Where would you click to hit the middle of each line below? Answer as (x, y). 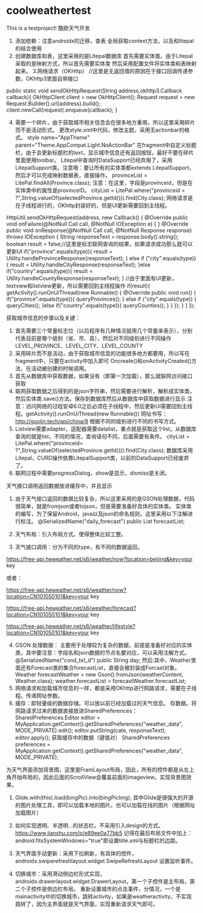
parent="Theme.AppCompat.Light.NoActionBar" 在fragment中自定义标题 (106, 145)
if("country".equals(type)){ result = (50, 271)
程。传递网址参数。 (39, 696)
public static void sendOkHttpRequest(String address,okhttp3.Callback (94, 91)
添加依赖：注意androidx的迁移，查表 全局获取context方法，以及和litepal (105, 40)
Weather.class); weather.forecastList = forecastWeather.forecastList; (101, 681)
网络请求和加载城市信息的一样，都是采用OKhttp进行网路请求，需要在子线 (106, 688)
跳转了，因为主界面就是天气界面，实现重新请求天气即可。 (86, 904)
